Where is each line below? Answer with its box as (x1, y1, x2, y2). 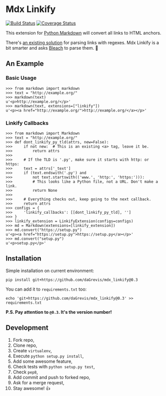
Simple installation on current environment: (5, 268, 94, 274)
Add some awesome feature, (12, 358, 73, 364)
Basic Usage (5, 74, 37, 81)
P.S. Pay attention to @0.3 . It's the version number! (5, 309, 112, 315)
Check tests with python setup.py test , (12, 363, 95, 369)
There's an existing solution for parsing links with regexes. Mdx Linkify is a (5, 39, 159, 46)
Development (5, 324, 49, 332)
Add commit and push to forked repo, (12, 374, 90, 380)
